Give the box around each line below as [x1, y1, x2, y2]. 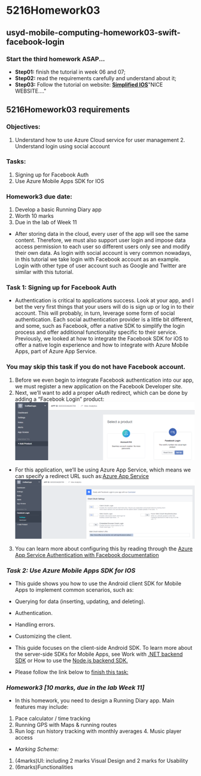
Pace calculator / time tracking [14, 715, 91, 722]
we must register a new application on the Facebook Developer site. [14, 382, 183, 389]
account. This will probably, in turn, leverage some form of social [14, 309, 175, 317]
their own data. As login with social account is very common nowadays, [14, 249, 191, 257]
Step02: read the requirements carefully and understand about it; [14, 74, 176, 81]
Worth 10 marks [14, 212, 54, 220]
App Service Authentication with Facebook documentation [14, 551, 159, 558]
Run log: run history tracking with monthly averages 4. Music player [14, 728, 182, 735]
